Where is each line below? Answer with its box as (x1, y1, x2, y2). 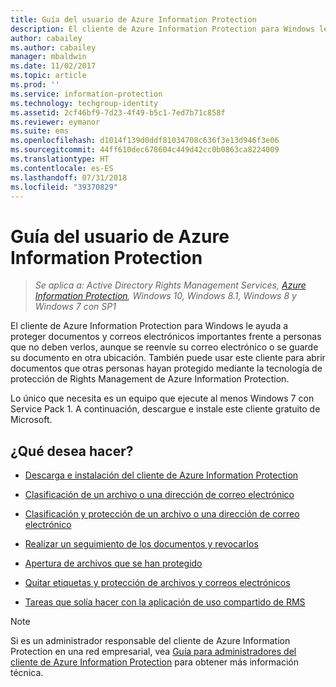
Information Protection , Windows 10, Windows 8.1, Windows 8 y (34, 290, 297, 302)
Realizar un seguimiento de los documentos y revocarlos (24, 538, 259, 550)
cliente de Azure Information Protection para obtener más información (10, 656, 299, 668)
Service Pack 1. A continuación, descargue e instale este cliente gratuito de (10, 403, 321, 415)
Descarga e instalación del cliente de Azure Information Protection (24, 469, 299, 481)
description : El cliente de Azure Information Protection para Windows (10, 24, 315, 34)
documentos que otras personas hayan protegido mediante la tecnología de (10, 362, 323, 375)
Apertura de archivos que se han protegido (24, 557, 203, 570)
